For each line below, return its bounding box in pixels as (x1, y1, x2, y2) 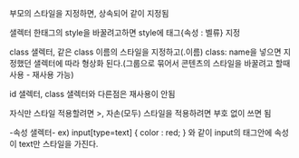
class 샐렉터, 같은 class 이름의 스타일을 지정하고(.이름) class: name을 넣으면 (9, 46, 282, 57)
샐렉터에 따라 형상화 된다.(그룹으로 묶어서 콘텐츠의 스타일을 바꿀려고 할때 (33, 58, 291, 68)
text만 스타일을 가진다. (18, 139, 99, 149)
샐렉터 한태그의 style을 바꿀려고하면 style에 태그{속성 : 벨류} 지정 (9, 27, 241, 38)
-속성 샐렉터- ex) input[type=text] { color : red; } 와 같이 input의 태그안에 (9, 127, 273, 138)
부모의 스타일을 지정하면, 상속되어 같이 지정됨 (9, 8, 169, 18)
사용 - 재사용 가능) (9, 69, 74, 80)
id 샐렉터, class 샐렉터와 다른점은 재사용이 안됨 (9, 89, 176, 99)
